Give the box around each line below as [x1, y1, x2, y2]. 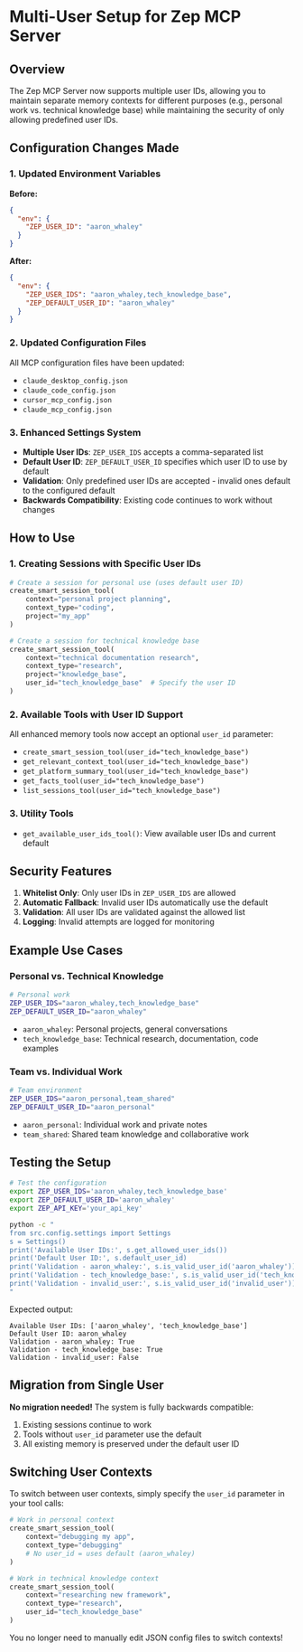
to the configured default [22, 485, 115, 496]
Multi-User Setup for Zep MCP [9, 6, 242, 27]
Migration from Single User [9, 1377, 164, 1393]
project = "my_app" [25, 612, 91, 621]
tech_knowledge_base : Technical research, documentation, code [22, 1033, 259, 1043]
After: [9, 256, 32, 267]
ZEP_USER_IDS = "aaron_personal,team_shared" [9, 1094, 176, 1103]
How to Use [9, 531, 76, 546]
